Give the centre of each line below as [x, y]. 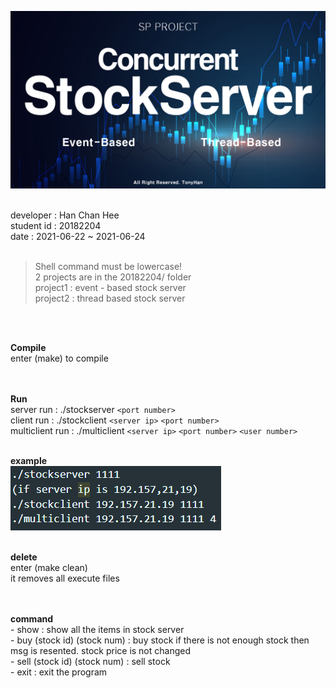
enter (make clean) [49, 567]
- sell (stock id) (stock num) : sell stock [90, 661]
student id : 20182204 [56, 225]
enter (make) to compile [59, 358]
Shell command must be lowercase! [108, 266]
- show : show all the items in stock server [97, 629]
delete [24, 557]
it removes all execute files [65, 578]
